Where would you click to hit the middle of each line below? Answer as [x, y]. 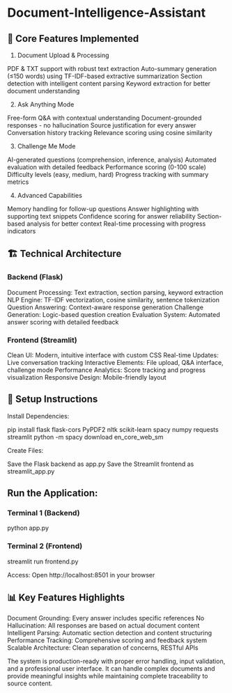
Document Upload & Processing [63, 55]
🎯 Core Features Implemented [73, 39]
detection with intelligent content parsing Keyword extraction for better [109, 84]
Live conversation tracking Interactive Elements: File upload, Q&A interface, [116, 362]
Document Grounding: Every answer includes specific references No [106, 618]
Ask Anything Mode [46, 104]
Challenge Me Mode [46, 146]
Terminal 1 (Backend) [44, 513]
